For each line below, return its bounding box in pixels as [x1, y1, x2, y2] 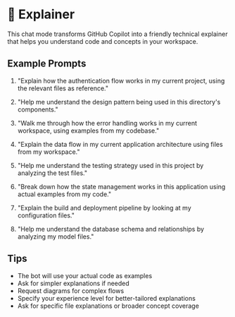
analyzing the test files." [17, 169, 88, 177]
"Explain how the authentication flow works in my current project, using [17, 76, 225, 85]
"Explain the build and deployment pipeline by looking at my [17, 203, 191, 212]
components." [17, 105, 58, 114]
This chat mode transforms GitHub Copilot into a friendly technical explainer [7, 30, 228, 38]
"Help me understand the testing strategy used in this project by [17, 161, 204, 169]
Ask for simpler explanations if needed [17, 279, 130, 287]
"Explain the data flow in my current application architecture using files [17, 140, 223, 148]
